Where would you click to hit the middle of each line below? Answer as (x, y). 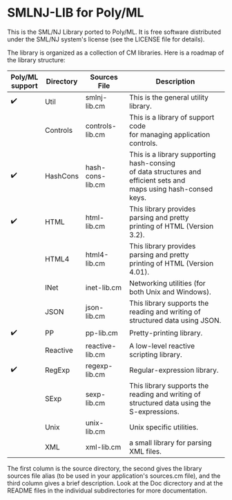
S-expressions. (154, 411)
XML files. (145, 451)
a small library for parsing (170, 443)
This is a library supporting (172, 154)
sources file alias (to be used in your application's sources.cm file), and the (114, 476)
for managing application (170, 134)
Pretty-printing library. (166, 333)
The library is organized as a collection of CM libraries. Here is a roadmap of (116, 53)
